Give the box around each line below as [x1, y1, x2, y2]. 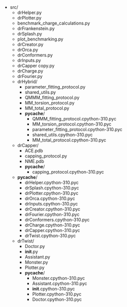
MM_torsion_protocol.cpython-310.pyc [32, 121, 112, 127]
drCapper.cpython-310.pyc [24, 227, 80, 233]
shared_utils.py [24, 89, 56, 95]
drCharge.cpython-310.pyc [24, 222, 81, 228]
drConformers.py [17, 52, 53, 58]
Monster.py [24, 259, 48, 265]
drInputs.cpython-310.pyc [24, 201, 78, 206]
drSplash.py [17, 31, 42, 36]
